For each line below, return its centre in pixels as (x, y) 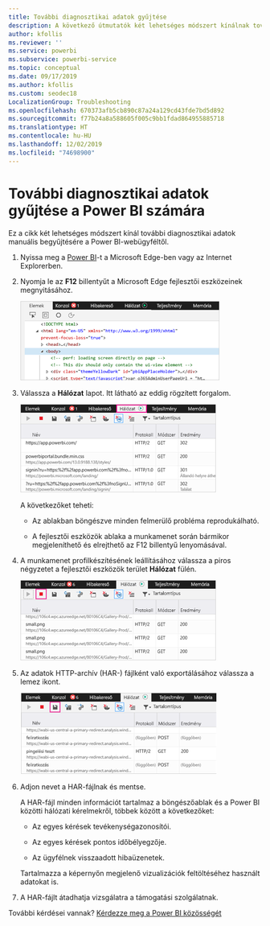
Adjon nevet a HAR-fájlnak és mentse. (83, 786)
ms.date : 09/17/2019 (43, 76)
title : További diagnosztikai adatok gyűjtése (88, 17)
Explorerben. (41, 265)
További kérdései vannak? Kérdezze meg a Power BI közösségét (115, 912)
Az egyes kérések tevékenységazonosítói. (101, 826)
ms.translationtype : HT (48, 128)
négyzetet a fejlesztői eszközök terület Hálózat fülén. (108, 569)
